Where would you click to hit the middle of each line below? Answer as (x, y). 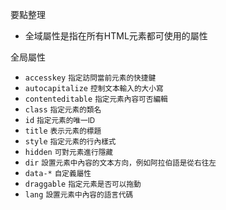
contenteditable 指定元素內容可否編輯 (96, 99)
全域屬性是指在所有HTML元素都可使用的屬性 (116, 36)
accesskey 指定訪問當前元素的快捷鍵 (90, 78)
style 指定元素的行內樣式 (70, 142)
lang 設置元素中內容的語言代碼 (79, 195)
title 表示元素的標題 (63, 131)
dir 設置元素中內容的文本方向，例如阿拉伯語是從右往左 (120, 163)
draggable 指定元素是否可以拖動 (83, 184)
